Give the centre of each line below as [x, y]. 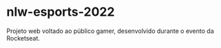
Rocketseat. [23, 38]
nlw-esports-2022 [61, 12]
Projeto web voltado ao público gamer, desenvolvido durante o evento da [110, 31]
